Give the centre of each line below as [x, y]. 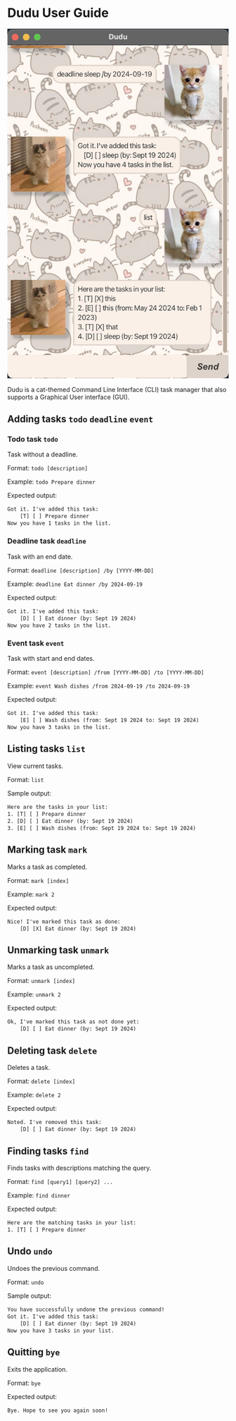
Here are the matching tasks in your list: [72, 1223]
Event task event [36, 643]
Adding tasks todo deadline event [80, 419]
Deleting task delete [52, 1050]
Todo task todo [33, 439]
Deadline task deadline [47, 541]
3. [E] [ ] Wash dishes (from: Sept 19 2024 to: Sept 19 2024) [102, 828]
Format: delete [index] [41, 1081]
